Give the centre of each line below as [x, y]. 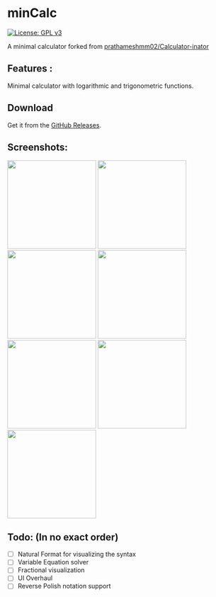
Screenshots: [38, 147]
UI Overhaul [35, 578]
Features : [30, 69]
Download [30, 108]
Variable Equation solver [53, 562]
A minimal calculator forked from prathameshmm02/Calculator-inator [108, 46]
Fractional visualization [51, 570]
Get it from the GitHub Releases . [54, 125]
